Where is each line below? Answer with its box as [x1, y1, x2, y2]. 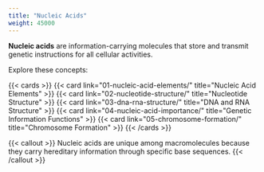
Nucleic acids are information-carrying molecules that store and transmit [8, 41, 249, 50]
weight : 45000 [8, 19, 56, 27]
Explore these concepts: [8, 64, 89, 74]
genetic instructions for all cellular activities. [8, 49, 153, 59]
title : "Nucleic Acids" [8, 11, 88, 20]
